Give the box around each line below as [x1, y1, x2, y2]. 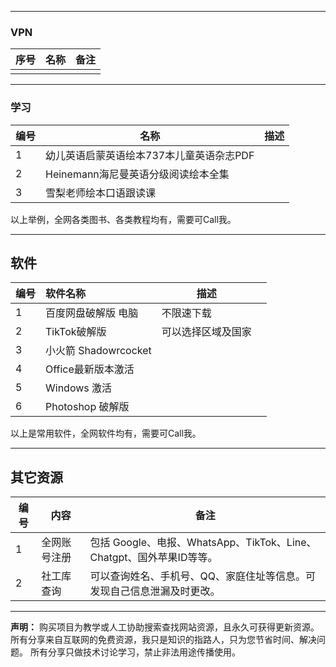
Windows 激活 [45, 381, 113, 395]
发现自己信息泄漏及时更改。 [89, 584, 221, 598]
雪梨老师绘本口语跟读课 [45, 186, 157, 200]
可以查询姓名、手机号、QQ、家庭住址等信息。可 [89, 569, 317, 583]
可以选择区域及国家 [161, 325, 252, 339]
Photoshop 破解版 [45, 400, 130, 414]
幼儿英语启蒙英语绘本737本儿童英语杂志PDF [45, 148, 255, 162]
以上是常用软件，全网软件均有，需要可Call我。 [10, 427, 202, 440]
